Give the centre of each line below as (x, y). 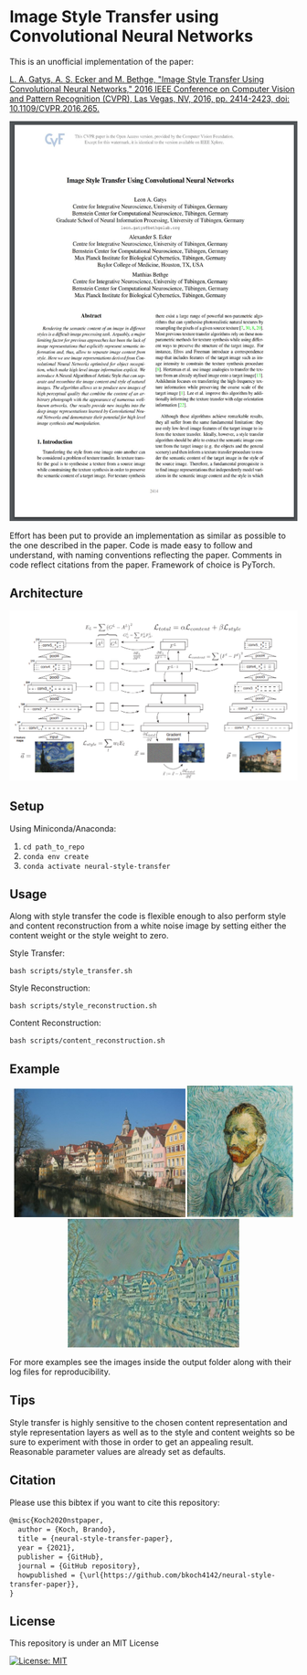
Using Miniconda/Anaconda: (63, 828)
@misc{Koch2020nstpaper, (57, 1520)
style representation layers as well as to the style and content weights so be (152, 1432)
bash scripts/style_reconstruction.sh (83, 1006)
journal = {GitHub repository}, (79, 1566)
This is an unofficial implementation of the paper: (102, 61)
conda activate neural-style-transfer (96, 866)
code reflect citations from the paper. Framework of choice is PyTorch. (143, 565)
